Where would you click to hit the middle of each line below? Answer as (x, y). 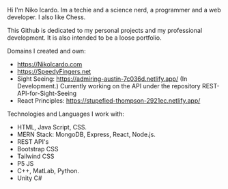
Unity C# (29, 178)
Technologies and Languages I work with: (66, 114)
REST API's (33, 142)
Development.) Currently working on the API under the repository (109, 86)
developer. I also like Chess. (46, 17)
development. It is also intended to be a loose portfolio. (84, 38)
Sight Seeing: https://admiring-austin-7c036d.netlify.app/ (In (102, 79)
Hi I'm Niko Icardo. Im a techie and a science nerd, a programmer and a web (114, 10)
